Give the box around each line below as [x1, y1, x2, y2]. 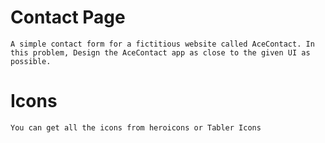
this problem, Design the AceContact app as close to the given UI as [10, 47, 311, 58]
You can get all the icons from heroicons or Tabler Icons [10, 122, 262, 133]
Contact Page [10, 6, 126, 29]
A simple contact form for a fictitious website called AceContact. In [10, 39, 315, 49]
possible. [10, 56, 52, 66]
